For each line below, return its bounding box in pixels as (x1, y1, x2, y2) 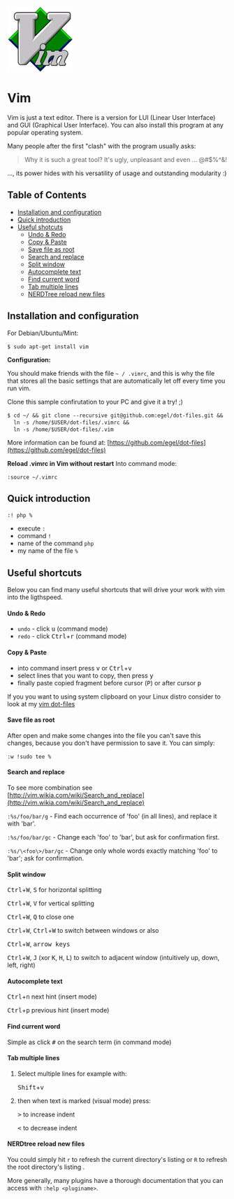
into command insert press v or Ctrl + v (17, 664, 132, 672)
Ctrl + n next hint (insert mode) (7, 992, 98, 1001)
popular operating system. (7, 128, 83, 137)
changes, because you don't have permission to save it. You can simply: (7, 739, 215, 747)
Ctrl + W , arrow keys (7, 940, 71, 948)
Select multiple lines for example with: (17, 1069, 127, 1078)
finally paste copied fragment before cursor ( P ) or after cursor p (17, 678, 201, 687)
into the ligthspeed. (7, 593, 63, 601)
